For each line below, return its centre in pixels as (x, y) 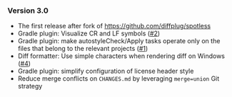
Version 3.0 (28, 11)
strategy (30, 86)
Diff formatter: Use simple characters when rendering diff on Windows (121, 56)
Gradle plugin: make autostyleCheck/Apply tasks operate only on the (119, 41)
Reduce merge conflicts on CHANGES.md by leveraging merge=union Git (118, 79)
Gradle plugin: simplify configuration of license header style (106, 71)
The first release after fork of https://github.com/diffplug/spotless (114, 26)
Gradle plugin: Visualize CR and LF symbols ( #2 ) (89, 33)
